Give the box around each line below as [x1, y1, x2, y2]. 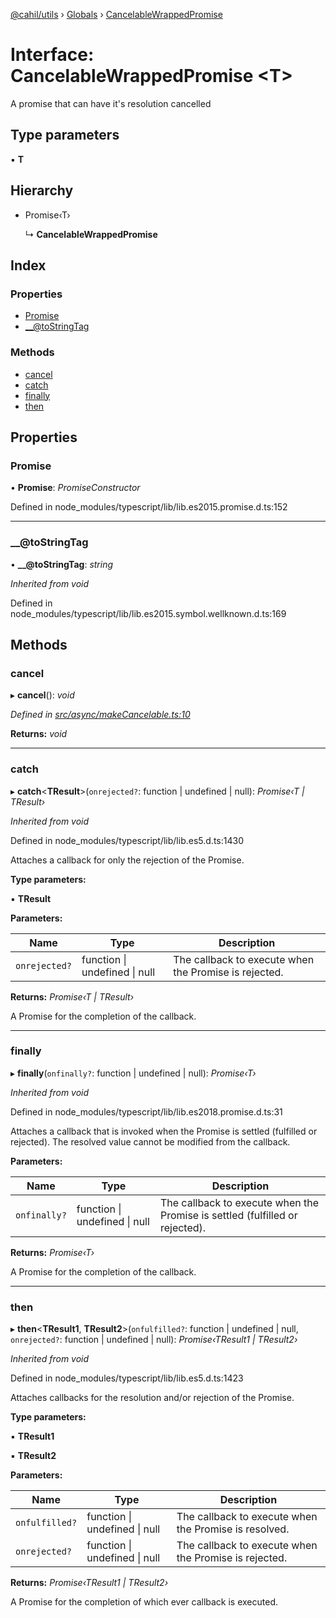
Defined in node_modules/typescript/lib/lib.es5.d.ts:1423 [10, 1372, 244, 1384]
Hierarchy [10, 182, 74, 199]
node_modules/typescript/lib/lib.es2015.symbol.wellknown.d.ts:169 [10, 607, 287, 619]
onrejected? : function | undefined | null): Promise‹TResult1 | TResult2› [10, 1334, 298, 1346]
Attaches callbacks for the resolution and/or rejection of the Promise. [10, 1392, 295, 1404]
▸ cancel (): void [10, 689, 75, 701]
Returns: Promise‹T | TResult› [10, 990, 135, 1003]
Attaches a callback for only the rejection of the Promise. [10, 854, 245, 866]
